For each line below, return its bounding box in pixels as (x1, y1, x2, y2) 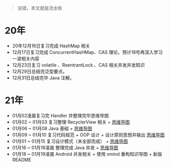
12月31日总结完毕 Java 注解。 (12, 74, 75, 81)
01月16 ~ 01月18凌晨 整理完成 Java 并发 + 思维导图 (12, 144, 118, 151)
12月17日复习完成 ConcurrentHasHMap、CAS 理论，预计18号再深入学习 (12, 49, 163, 55)
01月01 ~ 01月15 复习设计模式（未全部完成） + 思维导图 (12, 138, 128, 144)
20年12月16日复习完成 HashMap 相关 (12, 43, 90, 49)
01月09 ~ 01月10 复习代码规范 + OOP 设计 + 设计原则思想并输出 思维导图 (12, 132, 165, 138)
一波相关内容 (12, 55, 39, 61)
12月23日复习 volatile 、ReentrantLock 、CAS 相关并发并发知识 (12, 61, 145, 68)
